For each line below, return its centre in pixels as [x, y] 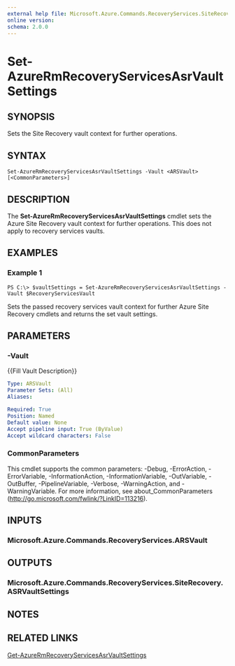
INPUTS [24, 521]
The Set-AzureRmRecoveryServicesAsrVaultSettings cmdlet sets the [109, 216]
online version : [31, 20]
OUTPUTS [30, 563]
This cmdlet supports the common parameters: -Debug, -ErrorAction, [107, 469]
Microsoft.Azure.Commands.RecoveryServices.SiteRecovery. [115, 583]
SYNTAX [27, 156]
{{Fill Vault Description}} [42, 371]
